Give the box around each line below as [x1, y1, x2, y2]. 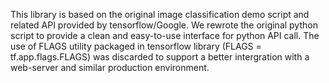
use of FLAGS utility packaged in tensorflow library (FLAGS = [10, 40, 262, 52]
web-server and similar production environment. [10, 62, 210, 73]
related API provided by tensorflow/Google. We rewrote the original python [10, 19, 318, 31]
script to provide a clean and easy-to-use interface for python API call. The [10, 30, 320, 41]
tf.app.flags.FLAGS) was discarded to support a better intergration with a [10, 51, 310, 63]
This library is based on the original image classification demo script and [10, 9, 310, 20]
